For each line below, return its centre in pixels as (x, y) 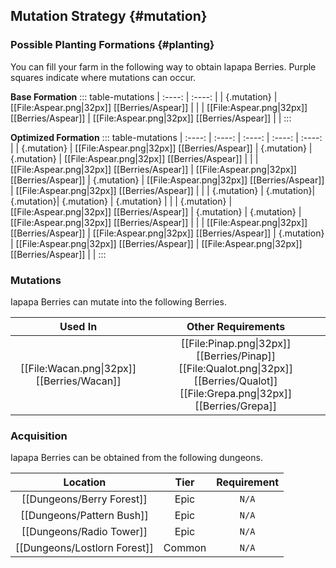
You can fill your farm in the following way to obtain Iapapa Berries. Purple (163, 66)
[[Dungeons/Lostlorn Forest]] (84, 548)
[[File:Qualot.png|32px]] (235, 368)
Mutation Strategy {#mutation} (109, 16)
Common (185, 548)
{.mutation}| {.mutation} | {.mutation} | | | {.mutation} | (121, 201)
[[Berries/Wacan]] (78, 381)
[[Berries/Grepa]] (235, 406)
